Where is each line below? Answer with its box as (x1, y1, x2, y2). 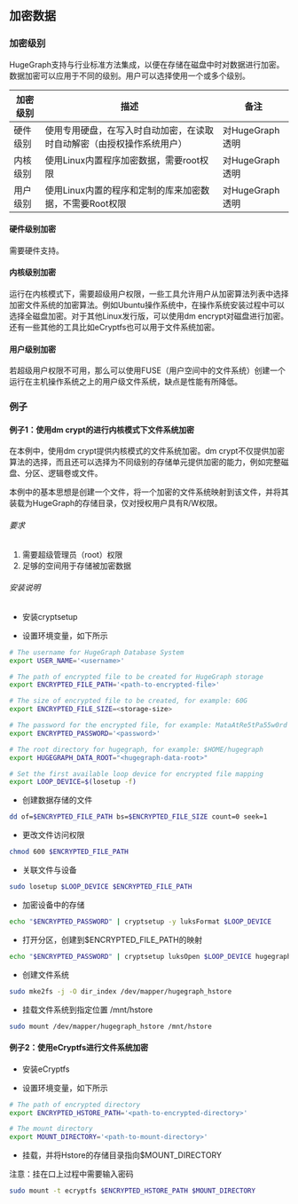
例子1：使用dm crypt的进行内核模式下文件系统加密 (9, 424, 195, 435)
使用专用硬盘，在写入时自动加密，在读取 (44, 123, 215, 136)
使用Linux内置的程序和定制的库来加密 (44, 184, 201, 196)
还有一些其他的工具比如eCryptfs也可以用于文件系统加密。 (9, 322, 220, 333)
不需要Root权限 (62, 197, 127, 210)
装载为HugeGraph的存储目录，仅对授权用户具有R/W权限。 (9, 498, 223, 509)
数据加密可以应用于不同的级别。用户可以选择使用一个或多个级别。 (9, 70, 250, 81)
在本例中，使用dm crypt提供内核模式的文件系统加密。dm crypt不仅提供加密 (9, 446, 286, 456)
